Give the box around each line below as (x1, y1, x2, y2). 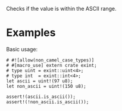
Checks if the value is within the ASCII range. (6, 5, 117, 12)
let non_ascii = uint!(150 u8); (6, 83, 86, 89)
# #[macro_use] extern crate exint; (6, 62, 97, 68)
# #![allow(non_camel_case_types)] (6, 57, 95, 63)
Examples (6, 26, 56, 39)
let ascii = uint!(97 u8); (6, 78, 73, 84)
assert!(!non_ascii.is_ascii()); (6, 98, 89, 105)
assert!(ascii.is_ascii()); (6, 94, 76, 100)
